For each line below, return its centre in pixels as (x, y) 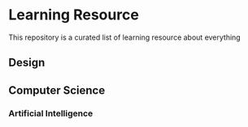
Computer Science (57, 90)
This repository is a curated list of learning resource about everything (125, 37)
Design (27, 63)
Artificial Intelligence (51, 113)
